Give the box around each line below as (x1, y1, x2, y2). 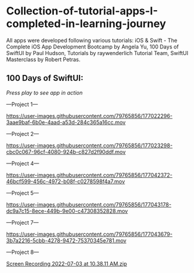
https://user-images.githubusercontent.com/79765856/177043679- (6, 230, 172, 238)
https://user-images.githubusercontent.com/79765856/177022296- (6, 112, 173, 119)
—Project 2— (6, 130, 39, 137)
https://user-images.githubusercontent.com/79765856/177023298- (6, 142, 173, 149)
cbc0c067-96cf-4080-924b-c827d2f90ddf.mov (6, 148, 126, 155)
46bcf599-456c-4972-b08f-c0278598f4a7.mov (6, 178, 125, 185)
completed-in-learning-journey (6, 17, 166, 31)
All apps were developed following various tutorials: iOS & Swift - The (6, 37, 178, 44)
